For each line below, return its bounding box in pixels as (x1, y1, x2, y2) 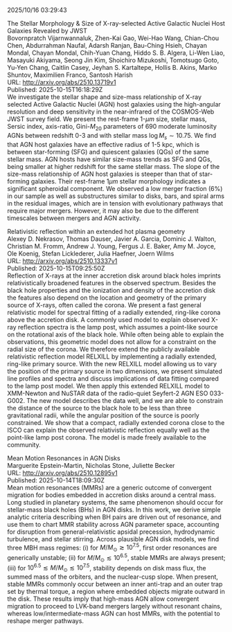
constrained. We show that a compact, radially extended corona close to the (7, 418, 225, 426)
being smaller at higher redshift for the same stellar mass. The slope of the (7, 162, 220, 170)
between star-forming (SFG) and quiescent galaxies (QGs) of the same (7, 147, 209, 156)
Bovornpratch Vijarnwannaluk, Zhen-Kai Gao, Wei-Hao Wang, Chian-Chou (7, 34, 220, 42)
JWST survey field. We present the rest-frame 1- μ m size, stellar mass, (7, 115, 207, 123)
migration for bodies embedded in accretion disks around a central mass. (7, 491, 216, 499)
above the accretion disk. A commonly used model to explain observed (7, 315, 210, 324)
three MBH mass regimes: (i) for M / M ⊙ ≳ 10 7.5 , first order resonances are (7, 542, 217, 553)
